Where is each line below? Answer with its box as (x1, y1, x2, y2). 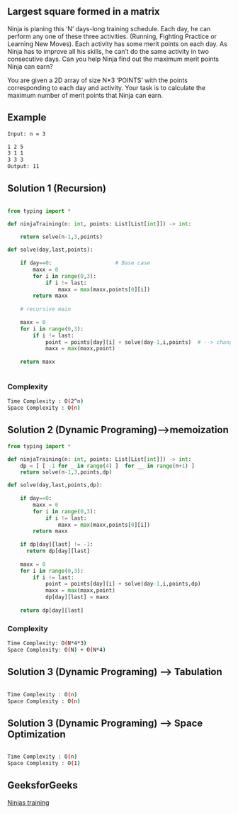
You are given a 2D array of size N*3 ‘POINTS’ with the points (7, 76, 188, 84)
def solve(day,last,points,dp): (7, 481, 103, 489)
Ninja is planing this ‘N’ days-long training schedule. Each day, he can (7, 24, 211, 33)
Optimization (7, 728, 66, 740)
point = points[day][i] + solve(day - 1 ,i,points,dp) (45, 581, 201, 588)
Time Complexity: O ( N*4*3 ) (7, 640, 87, 647)
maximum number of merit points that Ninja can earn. (7, 91, 164, 99)
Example (7, 111, 47, 123)
